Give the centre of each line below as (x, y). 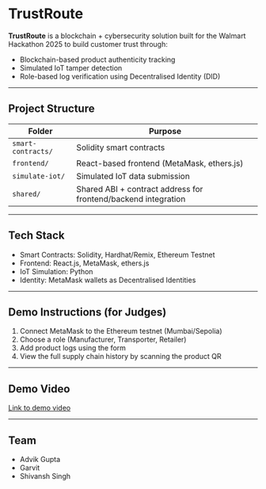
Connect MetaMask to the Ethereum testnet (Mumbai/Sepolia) (121, 331)
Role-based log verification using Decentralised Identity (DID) (120, 76)
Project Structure (51, 109)
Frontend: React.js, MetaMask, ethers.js (84, 263)
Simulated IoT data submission (133, 176)
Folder (40, 131)
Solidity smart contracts (121, 147)
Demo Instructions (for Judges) (87, 312)
